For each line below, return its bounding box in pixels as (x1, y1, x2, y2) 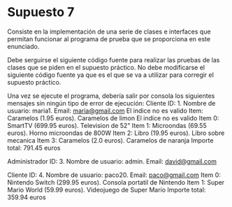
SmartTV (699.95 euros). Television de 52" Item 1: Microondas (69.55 (7, 121, 208, 129)
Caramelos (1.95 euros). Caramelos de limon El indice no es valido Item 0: (7, 113, 219, 122)
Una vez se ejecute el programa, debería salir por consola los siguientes (7, 92, 215, 100)
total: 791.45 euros (7, 143, 61, 152)
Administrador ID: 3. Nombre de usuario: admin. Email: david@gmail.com (7, 157, 217, 165)
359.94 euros (7, 193, 47, 201)
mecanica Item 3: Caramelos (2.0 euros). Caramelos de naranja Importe (7, 136, 214, 144)
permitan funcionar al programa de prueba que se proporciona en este (7, 34, 211, 43)
